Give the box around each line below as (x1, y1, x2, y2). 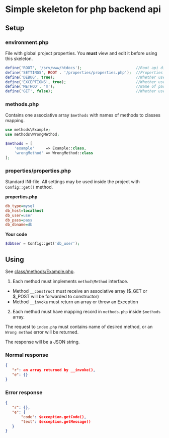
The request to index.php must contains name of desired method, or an (5, 324, 153, 330)
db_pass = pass (5, 217, 33, 223)
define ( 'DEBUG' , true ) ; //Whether (5, 75, 156, 80)
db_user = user (5, 213, 33, 218)
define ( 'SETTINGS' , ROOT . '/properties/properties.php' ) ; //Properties (5, 70, 163, 75)
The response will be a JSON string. (5, 339, 80, 345)
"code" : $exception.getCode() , (21, 414, 87, 419)
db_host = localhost (5, 208, 44, 213)
